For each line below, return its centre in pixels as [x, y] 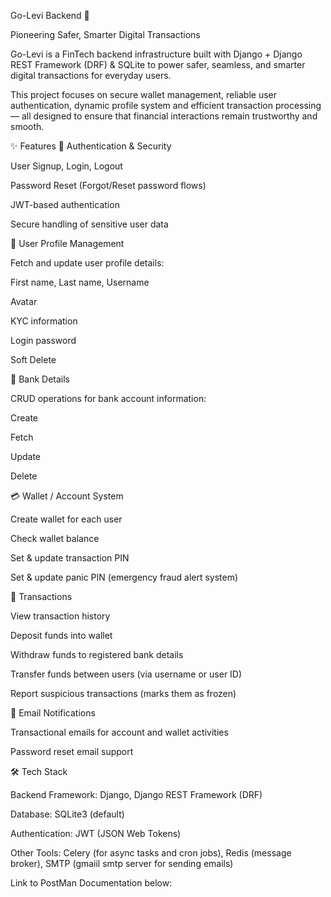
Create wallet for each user [66, 519]
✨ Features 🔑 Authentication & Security [91, 146]
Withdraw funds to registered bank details [97, 654]
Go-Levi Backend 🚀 [50, 15]
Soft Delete [33, 359]
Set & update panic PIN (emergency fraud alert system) [124, 577]
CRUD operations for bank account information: [108, 398]
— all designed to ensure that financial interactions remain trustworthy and [164, 116]
